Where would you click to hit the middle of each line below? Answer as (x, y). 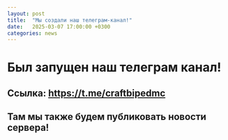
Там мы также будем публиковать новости (107, 117)
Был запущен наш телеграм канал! (114, 68)
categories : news (32, 33)
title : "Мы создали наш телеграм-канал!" (70, 20)
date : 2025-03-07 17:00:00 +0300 (59, 26)
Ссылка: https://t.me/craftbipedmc (86, 93)
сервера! (28, 128)
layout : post (26, 14)
